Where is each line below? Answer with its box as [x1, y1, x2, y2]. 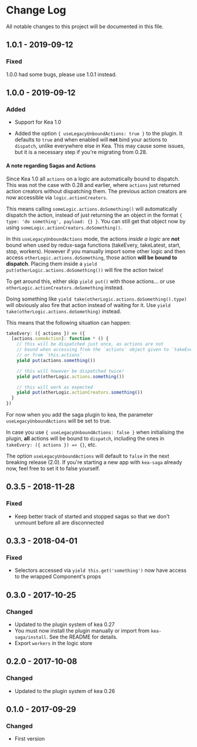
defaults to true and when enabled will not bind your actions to [14, 136, 167, 144]
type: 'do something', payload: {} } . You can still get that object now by [6, 217, 186, 224]
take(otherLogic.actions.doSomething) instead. [6, 308, 121, 315]
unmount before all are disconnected [14, 519, 104, 526]
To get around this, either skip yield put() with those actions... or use [6, 278, 175, 285]
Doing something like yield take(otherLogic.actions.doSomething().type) [6, 295, 187, 302]
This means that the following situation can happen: [6, 319, 131, 326]
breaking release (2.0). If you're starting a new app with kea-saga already [6, 459, 182, 466]
